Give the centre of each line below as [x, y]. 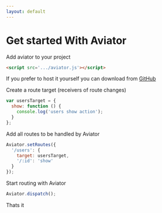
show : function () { [36, 106]
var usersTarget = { [31, 101]
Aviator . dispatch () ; [31, 194]
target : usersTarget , [43, 155]
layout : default [26, 11]
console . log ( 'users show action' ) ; [60, 112]
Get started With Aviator [66, 40]
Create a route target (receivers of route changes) [66, 90]
